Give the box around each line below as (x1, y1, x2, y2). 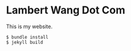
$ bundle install (6, 34, 49, 40)
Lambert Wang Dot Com (6, 4, 125, 17)
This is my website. (6, 23, 53, 30)
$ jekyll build (6, 39, 43, 45)
